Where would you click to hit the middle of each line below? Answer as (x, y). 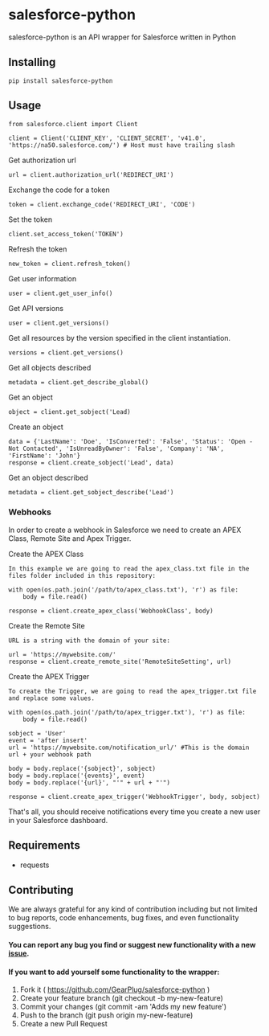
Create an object (36, 427)
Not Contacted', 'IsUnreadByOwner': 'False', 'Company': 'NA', (116, 448)
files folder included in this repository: (82, 575)
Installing (32, 62)
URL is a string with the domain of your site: (90, 641)
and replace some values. (51, 698)
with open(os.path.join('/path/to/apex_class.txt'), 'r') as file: (124, 590)
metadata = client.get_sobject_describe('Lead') (91, 492)
